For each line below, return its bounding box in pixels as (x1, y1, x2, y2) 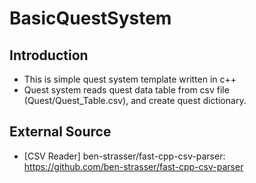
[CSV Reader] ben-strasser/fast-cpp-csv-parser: (23, 150, 226, 162)
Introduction (9, 47, 89, 64)
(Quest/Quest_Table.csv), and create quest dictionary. (23, 95, 247, 106)
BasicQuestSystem (9, 7, 172, 30)
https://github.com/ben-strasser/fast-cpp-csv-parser (23, 160, 244, 172)
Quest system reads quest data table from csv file (23, 84, 230, 96)
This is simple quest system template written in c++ (23, 73, 237, 85)
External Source (9, 123, 112, 141)
